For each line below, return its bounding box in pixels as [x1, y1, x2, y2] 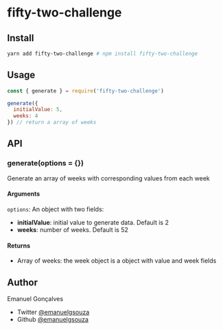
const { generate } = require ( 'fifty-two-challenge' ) [7, 87, 165, 94]
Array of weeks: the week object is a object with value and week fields [16, 257, 217, 265]
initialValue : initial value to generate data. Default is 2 [16, 218, 169, 226]
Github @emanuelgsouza [16, 315, 89, 323]
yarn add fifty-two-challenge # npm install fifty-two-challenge [7, 50, 198, 57]
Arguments [7, 190, 40, 198]
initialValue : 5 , [13, 106, 63, 113]
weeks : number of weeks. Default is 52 [16, 225, 129, 234]
